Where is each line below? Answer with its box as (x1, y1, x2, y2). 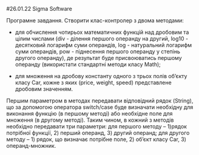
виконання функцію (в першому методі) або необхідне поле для (6, 110, 173, 117)
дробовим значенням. (15, 85, 73, 93)
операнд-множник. (6, 142, 56, 149)
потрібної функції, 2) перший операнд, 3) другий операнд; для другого (6, 130, 190, 136)
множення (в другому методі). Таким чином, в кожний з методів (6, 116, 174, 124)
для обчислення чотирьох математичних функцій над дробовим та (15, 28, 189, 36)
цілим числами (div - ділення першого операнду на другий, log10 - (15, 35, 189, 42)
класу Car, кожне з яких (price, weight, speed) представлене (15, 79, 172, 86)
